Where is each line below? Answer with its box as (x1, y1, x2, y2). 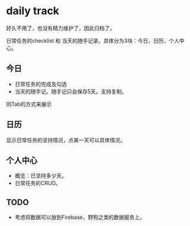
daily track (6, 4, 60, 18)
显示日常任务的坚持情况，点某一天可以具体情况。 (6, 136, 125, 144)
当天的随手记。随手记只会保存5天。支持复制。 (14, 88, 127, 95)
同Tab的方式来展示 (6, 100, 52, 107)
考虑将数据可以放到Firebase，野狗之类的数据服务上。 (14, 214, 145, 221)
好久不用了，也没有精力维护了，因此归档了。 (6, 24, 115, 31)
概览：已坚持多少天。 (14, 172, 67, 179)
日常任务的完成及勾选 (14, 80, 67, 87)
